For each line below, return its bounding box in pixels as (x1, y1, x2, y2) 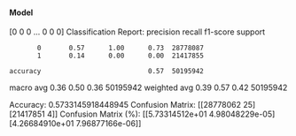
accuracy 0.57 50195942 (9, 67, 204, 76)
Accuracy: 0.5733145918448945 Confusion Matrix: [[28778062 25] (9, 100, 256, 110)
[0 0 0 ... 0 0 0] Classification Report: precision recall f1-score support (9, 26, 266, 37)
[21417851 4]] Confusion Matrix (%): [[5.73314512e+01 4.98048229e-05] (9, 109, 276, 119)
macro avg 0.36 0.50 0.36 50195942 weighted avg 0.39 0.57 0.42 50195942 (9, 82, 288, 93)
